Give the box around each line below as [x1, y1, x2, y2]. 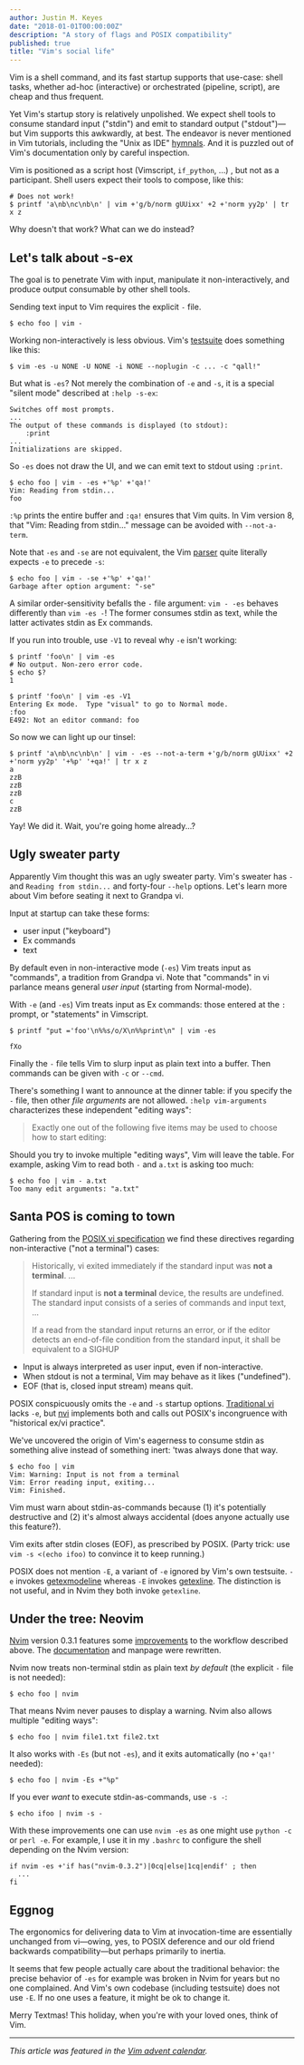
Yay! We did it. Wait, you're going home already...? [9, 820, 196, 831]
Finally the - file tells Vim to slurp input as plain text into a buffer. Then [9, 1057, 271, 1068]
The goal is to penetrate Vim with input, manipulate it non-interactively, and [9, 274, 290, 285]
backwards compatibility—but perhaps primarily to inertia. [9, 1946, 226, 1957]
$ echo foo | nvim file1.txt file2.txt [9, 1733, 160, 1742]
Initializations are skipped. [9, 444, 124, 453]
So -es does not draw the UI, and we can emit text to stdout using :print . [9, 460, 283, 472]
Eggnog [9, 1902, 54, 1918]
